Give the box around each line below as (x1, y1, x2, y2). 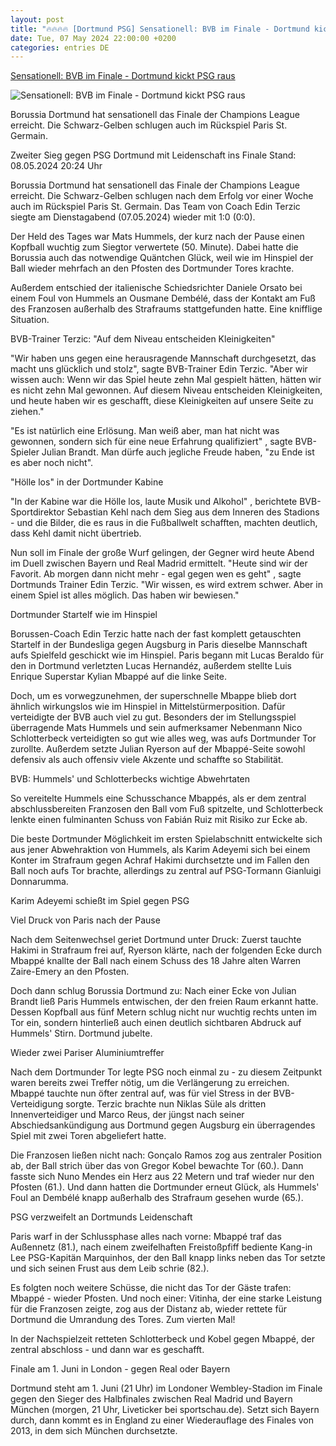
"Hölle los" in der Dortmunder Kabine (10, 476, 164, 488)
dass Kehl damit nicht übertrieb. (10, 527, 142, 540)
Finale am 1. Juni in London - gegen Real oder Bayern (10, 1363, 231, 1375)
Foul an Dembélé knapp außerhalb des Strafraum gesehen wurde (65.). (10, 1192, 304, 1204)
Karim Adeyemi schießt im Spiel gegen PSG (10, 895, 190, 907)
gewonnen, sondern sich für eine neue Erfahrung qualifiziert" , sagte (10, 436, 293, 448)
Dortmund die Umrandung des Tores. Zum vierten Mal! (10, 1314, 236, 1326)
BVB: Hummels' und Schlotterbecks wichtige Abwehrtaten (10, 773, 251, 785)
